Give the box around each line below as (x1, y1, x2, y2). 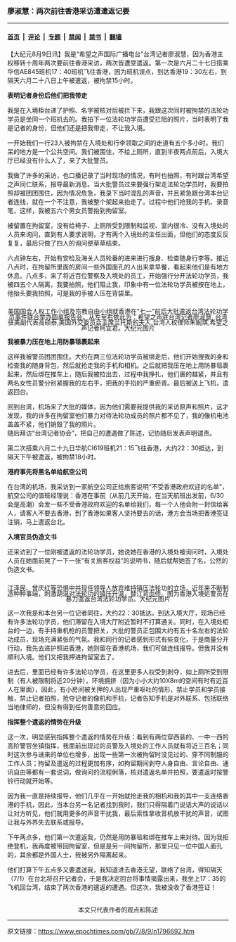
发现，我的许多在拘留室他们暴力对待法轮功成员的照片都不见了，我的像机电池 (7, 412, 229, 420)
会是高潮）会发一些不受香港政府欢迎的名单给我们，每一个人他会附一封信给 (7, 500, 223, 509)
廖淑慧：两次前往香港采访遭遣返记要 (7, 6, 130, 15)
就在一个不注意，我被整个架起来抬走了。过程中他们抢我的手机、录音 (31, 197, 229, 205)
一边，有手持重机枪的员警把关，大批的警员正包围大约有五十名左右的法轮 (19, 626, 229, 635)
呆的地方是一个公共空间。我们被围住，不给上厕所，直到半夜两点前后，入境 (7, 147, 223, 155)
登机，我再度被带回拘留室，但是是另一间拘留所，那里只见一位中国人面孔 (13, 841, 223, 850)
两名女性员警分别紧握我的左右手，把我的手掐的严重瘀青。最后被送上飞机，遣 (7, 378, 229, 388)
